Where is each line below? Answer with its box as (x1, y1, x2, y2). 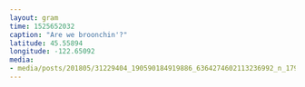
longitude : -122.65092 (9, 47, 95, 56)
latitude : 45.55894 (9, 38, 84, 48)
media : (9, 55, 34, 64)
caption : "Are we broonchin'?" (9, 30, 128, 39)
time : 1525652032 (9, 22, 75, 31)
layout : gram (9, 13, 59, 23)
